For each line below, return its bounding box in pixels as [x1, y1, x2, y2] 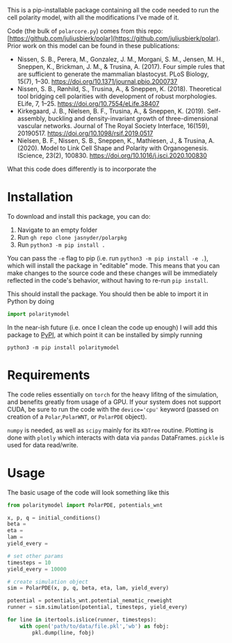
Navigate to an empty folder [17, 226, 98, 234]
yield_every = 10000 [7, 566, 67, 573]
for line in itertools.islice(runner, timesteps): [7, 617, 157, 623]
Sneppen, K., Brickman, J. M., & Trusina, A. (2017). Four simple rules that [17, 63, 226, 70]
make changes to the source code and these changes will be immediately [7, 268, 217, 277]
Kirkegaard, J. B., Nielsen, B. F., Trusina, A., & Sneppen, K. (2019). [17, 107, 206, 115]
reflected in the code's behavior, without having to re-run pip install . [7, 276, 208, 284]
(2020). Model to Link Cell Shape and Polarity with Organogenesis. [17, 144, 209, 152]
